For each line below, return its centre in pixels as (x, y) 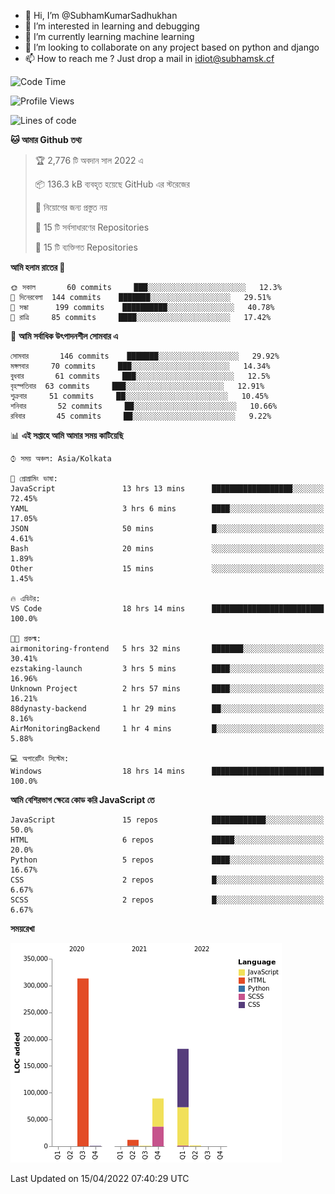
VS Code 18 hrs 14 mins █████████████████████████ (167, 609)
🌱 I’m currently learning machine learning (109, 36)
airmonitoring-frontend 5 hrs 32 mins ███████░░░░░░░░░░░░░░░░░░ (167, 649)
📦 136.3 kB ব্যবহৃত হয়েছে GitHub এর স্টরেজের (112, 184)
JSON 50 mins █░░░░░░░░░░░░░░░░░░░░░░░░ (167, 529)
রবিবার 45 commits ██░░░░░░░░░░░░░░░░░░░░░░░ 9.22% (141, 416)
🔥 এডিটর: (25, 599)
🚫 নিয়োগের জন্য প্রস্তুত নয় (71, 207)
